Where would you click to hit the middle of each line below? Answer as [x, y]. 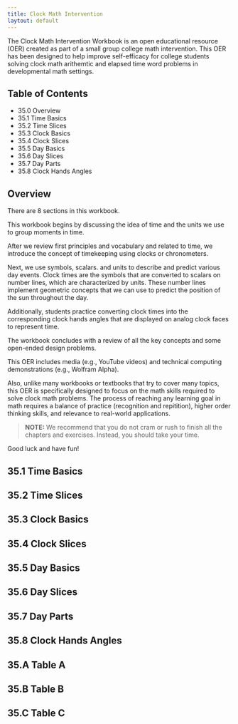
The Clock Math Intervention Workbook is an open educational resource [113, 41]
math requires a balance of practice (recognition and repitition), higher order [119, 406]
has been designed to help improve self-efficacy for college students [108, 56]
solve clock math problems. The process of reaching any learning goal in [114, 398]
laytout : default [33, 21]
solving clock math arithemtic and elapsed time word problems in [103, 63]
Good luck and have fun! [43, 449]
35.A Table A [37, 664]
